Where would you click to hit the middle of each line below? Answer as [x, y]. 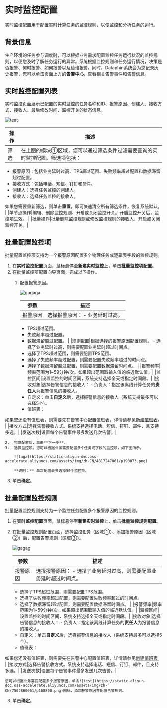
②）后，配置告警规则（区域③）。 [48, 538]
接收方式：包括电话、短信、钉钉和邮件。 [54, 183]
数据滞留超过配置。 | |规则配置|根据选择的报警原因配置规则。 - [91, 341]
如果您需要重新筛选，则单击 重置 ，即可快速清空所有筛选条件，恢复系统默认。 [83, 206]
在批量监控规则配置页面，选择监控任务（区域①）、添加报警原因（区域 [84, 532]
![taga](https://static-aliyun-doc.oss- [56, 457]
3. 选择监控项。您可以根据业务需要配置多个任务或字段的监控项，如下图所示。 [74, 448]
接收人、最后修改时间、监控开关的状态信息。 [59, 110]
